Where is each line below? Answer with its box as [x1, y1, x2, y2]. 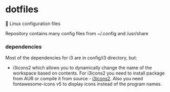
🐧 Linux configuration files [5, 20, 60, 27]
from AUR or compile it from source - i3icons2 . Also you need [12, 76, 143, 82]
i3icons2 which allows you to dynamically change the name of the [12, 65, 152, 71]
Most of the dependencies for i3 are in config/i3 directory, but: [5, 55, 137, 61]
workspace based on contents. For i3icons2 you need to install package [12, 70, 165, 76]
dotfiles [5, 4, 39, 15]
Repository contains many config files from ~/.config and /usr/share [5, 30, 148, 36]
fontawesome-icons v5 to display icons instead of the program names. [12, 81, 162, 87]
